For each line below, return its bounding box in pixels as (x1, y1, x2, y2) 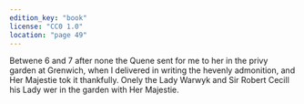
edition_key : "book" (9, 13, 88, 23)
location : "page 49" (9, 30, 88, 39)
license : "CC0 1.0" (9, 22, 84, 31)
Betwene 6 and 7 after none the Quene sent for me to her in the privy (9, 56, 269, 67)
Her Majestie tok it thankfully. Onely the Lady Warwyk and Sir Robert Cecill (9, 75, 289, 86)
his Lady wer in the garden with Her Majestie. (9, 84, 179, 96)
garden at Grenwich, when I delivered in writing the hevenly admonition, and (9, 65, 296, 76)
